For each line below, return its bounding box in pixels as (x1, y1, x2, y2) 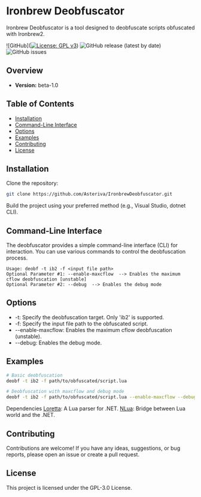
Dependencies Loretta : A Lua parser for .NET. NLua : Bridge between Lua (6, 405, 185, 412)
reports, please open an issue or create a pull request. (6, 451, 139, 458)
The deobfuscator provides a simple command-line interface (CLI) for (6, 242, 178, 249)
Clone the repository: (6, 179, 59, 187)
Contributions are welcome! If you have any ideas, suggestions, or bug (6, 444, 181, 452)
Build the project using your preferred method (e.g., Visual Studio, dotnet (6, 202, 186, 209)
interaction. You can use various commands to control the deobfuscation (6, 248, 186, 255)
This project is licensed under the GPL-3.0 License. (6, 484, 133, 491)
